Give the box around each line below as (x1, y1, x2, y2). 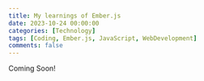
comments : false (8, 42, 63, 50)
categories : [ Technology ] (8, 26, 96, 34)
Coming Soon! (8, 63, 57, 73)
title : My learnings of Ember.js (8, 11, 121, 20)
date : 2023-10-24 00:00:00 (8, 19, 100, 27)
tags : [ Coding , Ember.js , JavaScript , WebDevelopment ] (8, 34, 198, 43)
